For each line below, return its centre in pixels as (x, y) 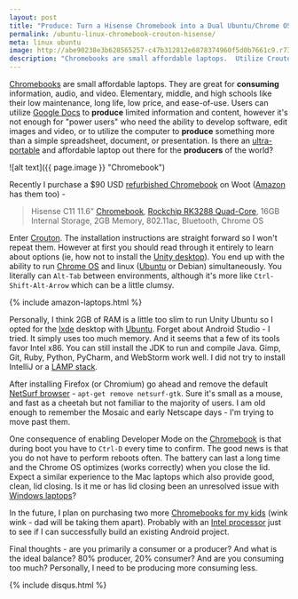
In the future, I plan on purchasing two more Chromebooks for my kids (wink (149, 513)
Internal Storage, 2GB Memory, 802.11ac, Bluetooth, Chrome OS (147, 220)
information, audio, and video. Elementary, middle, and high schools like (141, 93)
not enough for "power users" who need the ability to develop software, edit (149, 122)
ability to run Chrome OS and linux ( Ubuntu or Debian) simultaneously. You (145, 266)
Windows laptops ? (43, 495)
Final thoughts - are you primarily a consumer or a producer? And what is (143, 549)
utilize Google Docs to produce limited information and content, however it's (149, 112)
